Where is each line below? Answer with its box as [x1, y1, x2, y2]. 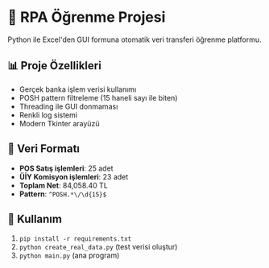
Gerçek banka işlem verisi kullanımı [19, 85, 137, 94]
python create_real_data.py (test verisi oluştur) [19, 242, 178, 252]
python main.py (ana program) [19, 250, 120, 261]
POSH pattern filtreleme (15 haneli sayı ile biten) [19, 93, 178, 102]
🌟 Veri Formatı [7, 142, 81, 156]
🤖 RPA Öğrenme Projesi [7, 8, 166, 27]
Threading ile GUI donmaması [19, 101, 118, 111]
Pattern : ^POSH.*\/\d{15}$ [19, 189, 107, 199]
